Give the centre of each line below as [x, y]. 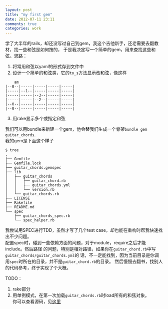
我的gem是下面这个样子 [29, 141]
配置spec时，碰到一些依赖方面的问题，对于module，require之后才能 [75, 243]
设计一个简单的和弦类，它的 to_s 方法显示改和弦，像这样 [69, 73]
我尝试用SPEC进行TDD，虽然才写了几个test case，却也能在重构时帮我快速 [82, 230]
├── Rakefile [19, 203]
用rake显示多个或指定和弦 [39, 119]
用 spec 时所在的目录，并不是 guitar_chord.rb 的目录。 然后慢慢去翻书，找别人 [84, 261]
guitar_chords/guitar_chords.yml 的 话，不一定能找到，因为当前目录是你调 [82, 255]
